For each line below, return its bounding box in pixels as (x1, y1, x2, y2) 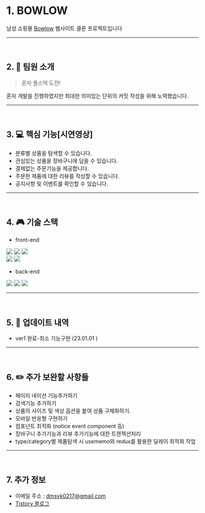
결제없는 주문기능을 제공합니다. (15, 164, 90, 172)
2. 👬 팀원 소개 (6, 62, 55, 72)
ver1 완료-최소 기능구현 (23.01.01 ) (15, 335, 98, 342)
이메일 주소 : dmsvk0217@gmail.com (15, 492, 106, 500)
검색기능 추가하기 (15, 399, 57, 407)
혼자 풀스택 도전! (21, 79, 61, 86)
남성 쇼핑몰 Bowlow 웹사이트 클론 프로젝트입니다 (6, 24, 123, 32)
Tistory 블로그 (15, 500, 50, 507)
